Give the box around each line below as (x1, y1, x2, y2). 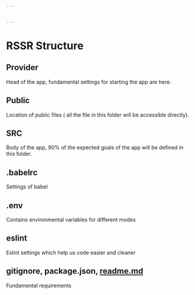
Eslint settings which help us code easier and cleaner (6, 249, 136, 256)
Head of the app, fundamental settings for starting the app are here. (6, 78, 171, 85)
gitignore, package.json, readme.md (6, 266, 144, 276)
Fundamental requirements (6, 282, 72, 289)
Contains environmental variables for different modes (6, 216, 136, 223)
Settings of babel (6, 183, 48, 190)
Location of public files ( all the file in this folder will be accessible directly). (6, 111, 190, 118)
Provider (6, 63, 38, 73)
